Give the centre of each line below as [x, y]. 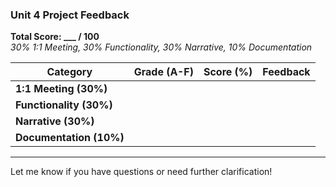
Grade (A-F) [163, 72]
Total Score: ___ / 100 [55, 37]
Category [69, 72]
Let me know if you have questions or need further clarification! [141, 172]
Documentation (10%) [70, 138]
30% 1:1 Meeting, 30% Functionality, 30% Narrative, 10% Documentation [161, 47]
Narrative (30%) [55, 121]
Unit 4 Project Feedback [70, 15]
